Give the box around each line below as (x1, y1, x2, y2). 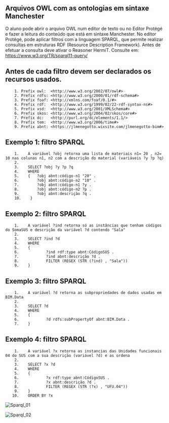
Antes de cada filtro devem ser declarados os (5, 67, 152, 76)
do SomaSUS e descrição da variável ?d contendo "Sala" (5, 227, 125, 233)
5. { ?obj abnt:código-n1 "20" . (14, 174, 96, 179)
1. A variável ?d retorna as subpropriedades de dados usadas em (14, 290, 162, 296)
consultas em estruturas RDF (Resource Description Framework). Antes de (5, 42, 161, 48)
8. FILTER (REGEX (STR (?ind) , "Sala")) (14, 258, 128, 264)
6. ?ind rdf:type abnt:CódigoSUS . (14, 250, 114, 255)
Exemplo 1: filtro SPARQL (5, 138, 85, 147)
